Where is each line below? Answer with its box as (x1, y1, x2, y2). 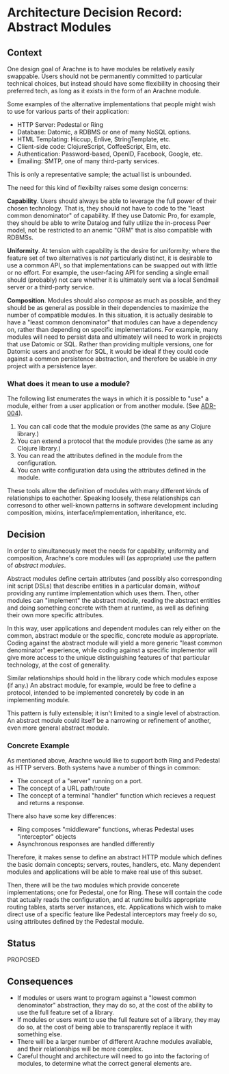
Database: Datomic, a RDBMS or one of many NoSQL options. (16, 128, 191, 136)
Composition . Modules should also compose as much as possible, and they (7, 296, 221, 305)
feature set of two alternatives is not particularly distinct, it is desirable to (7, 254, 213, 262)
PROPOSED (7, 955, 40, 964)
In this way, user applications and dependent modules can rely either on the (7, 624, 221, 632)
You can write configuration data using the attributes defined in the (16, 466, 206, 475)
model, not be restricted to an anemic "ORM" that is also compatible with (7, 226, 213, 234)
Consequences (7, 975, 74, 987)
